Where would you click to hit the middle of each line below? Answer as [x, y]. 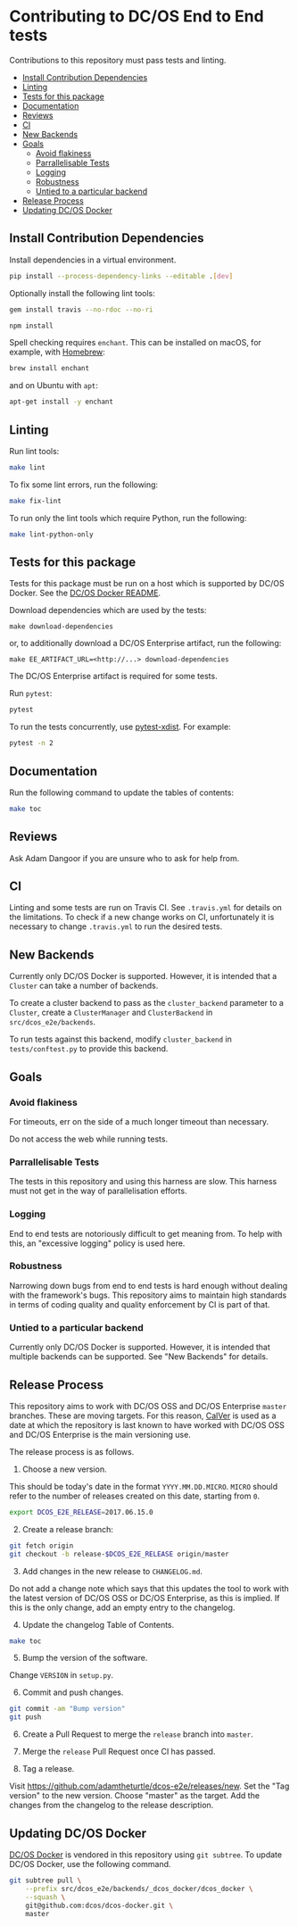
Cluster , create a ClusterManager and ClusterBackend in [111, 1013]
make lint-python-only [51, 534]
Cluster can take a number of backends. [84, 986]
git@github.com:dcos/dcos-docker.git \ [99, 1905]
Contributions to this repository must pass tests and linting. [118, 60]
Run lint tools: [34, 451]
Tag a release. [48, 1769]
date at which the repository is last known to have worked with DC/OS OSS [147, 1424]
